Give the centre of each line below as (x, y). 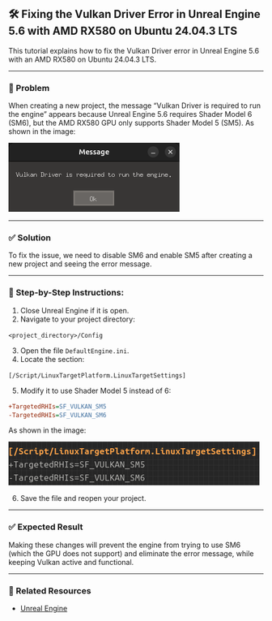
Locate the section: (52, 359)
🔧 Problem (29, 88)
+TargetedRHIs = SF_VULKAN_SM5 (57, 406)
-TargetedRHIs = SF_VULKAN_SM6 (57, 415)
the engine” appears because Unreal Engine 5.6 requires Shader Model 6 (130, 114)
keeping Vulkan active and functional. (71, 562)
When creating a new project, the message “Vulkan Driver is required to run (135, 106)
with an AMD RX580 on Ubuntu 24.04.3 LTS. (83, 59)
